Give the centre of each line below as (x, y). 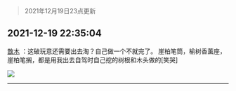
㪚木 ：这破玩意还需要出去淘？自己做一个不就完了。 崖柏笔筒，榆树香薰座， (117, 51)
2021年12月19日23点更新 (60, 11)
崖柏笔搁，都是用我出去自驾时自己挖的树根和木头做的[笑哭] (93, 59)
